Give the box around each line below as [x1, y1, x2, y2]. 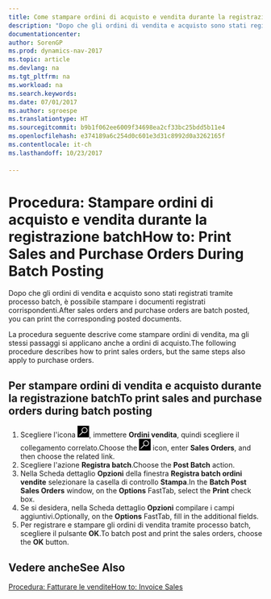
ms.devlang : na [8, 64, 60, 73]
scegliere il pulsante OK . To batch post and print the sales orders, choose [19, 529, 263, 539]
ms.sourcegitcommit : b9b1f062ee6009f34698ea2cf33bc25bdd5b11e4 [8, 123, 226, 132]
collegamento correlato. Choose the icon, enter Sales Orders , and [19, 443, 252, 453]
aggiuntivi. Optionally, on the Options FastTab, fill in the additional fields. [19, 512, 260, 522]
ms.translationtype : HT [8, 115, 89, 123]
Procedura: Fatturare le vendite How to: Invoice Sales [8, 582, 183, 592]
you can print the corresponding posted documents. [8, 314, 182, 324]
